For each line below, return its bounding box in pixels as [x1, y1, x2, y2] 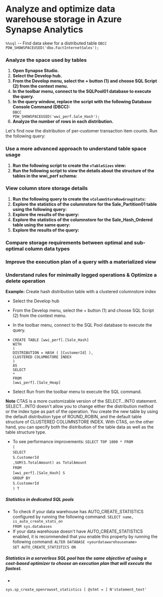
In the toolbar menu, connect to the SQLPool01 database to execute [12, 89, 152, 94]
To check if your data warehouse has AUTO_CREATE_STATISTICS [12, 508, 144, 514]
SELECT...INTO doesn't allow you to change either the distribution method [5, 403, 154, 409]
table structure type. [5, 429, 47, 435]
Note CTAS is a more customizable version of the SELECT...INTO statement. [5, 398, 158, 404]
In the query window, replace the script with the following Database [12, 99, 152, 105]
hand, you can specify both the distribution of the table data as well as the [5, 424, 154, 429]
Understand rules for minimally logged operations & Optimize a [5, 271, 157, 278]
